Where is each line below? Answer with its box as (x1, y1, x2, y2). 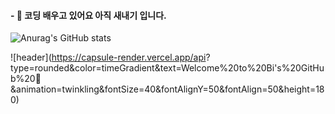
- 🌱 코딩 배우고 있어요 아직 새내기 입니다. (10, 9, 167, 21)
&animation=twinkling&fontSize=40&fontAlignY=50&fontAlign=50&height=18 (10, 83, 325, 95)
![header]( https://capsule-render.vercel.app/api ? (10, 51, 211, 64)
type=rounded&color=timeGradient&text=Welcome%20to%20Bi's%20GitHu (10, 62, 325, 74)
